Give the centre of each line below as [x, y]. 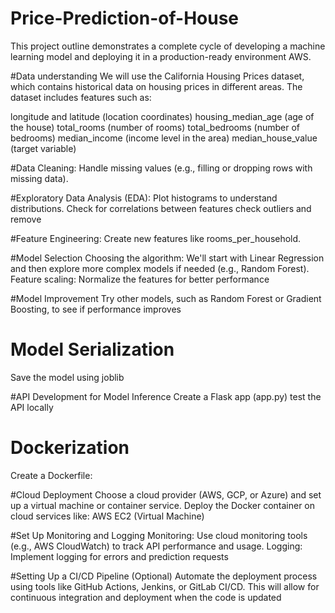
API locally [32, 407]
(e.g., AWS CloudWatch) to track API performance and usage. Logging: [156, 546]
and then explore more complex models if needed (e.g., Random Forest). [160, 268]
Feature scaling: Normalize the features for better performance [140, 279]
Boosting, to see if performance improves [96, 309]
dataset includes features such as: [81, 97]
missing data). [39, 178]
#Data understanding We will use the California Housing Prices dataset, [157, 76]
